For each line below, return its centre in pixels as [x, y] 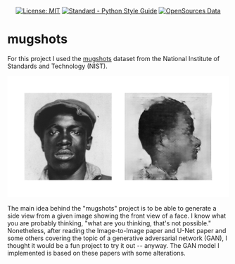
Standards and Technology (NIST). [57, 66]
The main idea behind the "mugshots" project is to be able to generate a [112, 209]
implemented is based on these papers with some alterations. [97, 253]
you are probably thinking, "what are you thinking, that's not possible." [109, 223]
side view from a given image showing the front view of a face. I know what [117, 216]
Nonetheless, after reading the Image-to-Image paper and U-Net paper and [117, 231]
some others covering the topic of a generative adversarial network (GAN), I [117, 238]
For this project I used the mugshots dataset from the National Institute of [114, 58]
